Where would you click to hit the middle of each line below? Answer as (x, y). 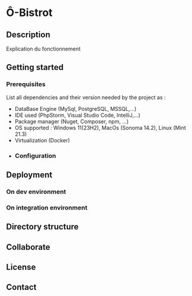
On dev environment (36, 192)
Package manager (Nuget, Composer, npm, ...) (72, 121)
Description (28, 35)
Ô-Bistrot (29, 13)
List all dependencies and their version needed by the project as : (86, 97)
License (21, 267)
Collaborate (28, 247)
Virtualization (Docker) (42, 140)
